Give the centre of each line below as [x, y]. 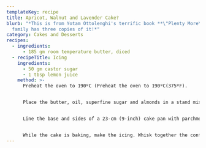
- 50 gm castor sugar [50, 69]
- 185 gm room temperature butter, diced [76, 52]
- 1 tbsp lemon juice [50, 75]
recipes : [17, 40]
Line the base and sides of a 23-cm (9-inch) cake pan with [101, 119]
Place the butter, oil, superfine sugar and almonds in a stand [106, 102]
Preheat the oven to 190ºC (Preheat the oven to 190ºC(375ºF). [105, 86]
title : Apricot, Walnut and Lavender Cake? [63, 18]
